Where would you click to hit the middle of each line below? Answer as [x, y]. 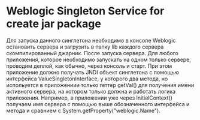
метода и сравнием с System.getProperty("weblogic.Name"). [83, 110]
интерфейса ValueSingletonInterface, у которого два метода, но [87, 79]
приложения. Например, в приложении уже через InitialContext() [89, 98]
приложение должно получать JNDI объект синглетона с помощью [93, 72]
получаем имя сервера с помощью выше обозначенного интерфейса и [98, 104]
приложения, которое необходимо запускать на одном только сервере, [99, 59]
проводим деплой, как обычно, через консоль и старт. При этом [89, 66]
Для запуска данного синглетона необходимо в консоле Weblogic [91, 40]
